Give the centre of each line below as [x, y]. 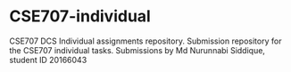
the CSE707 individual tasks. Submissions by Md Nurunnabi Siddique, [137, 50]
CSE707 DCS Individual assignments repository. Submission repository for [145, 41]
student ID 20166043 [48, 60]
